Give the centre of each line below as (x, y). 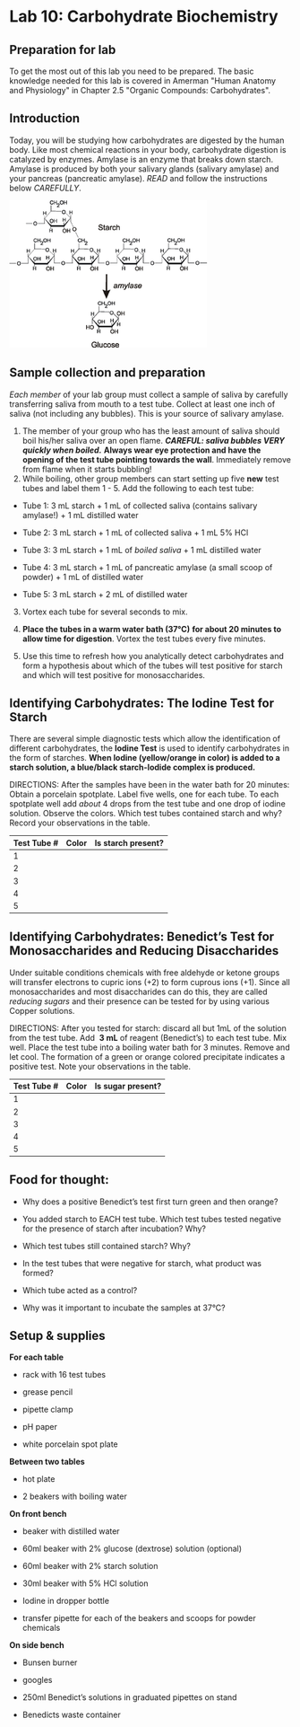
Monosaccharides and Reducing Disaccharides (144, 951)
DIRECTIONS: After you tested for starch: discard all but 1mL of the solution (148, 1028)
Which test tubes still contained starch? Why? (106, 1246)
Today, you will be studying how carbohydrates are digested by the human (147, 140)
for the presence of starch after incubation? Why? (114, 1229)
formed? (38, 1273)
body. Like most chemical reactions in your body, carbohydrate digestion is (148, 149)
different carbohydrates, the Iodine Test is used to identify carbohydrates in (149, 748)
